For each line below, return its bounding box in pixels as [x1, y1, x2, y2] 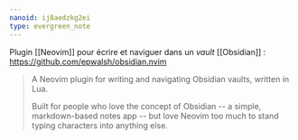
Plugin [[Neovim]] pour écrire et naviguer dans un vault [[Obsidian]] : [9, 46, 266, 57]
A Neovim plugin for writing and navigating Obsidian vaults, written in [31, 73, 290, 84]
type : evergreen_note [9, 22, 91, 31]
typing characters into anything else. [31, 119, 169, 131]
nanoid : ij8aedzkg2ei [9, 13, 91, 23]
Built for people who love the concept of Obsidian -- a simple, [31, 100, 262, 111]
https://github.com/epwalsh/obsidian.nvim [9, 56, 167, 67]
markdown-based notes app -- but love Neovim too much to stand [31, 110, 279, 121]
